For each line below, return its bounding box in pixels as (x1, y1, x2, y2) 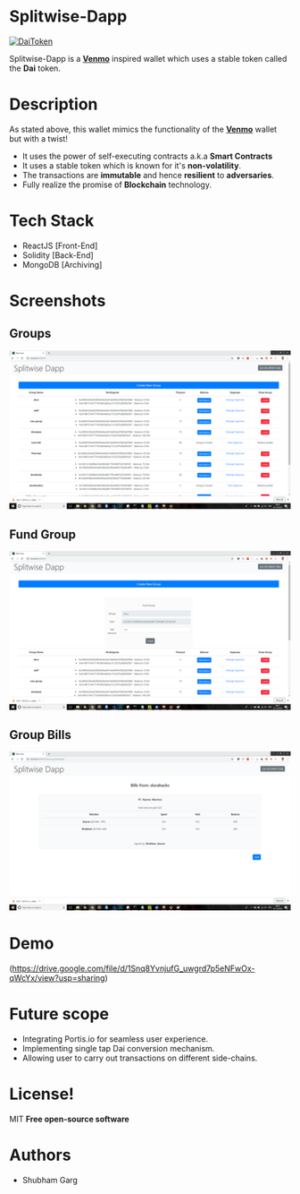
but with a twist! (9, 133, 69, 144)
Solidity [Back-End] (21, 249, 94, 261)
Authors (9, 1145, 71, 1165)
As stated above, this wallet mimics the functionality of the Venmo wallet (9, 124, 278, 134)
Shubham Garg (21, 1174, 79, 1185)
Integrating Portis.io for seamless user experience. (21, 1033, 208, 1044)
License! (9, 1084, 74, 1104)
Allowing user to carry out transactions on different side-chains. (21, 1052, 258, 1063)
